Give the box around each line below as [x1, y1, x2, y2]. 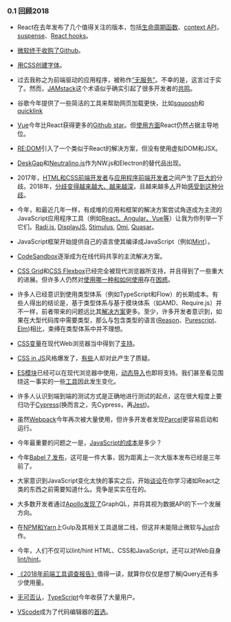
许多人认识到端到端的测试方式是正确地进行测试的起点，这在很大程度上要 [16, 392, 222, 400]
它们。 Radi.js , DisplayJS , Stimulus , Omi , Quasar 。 [16, 223, 158, 231]
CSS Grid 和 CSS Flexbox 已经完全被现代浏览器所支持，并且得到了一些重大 [16, 267, 224, 275]
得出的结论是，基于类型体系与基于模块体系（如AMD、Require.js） [29, 299, 217, 307]
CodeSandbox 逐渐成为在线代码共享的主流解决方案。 [16, 252, 166, 260]
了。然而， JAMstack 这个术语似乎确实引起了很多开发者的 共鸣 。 [16, 84, 197, 93]
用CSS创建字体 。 [16, 61, 66, 70]
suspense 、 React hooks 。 [16, 32, 93, 40]
